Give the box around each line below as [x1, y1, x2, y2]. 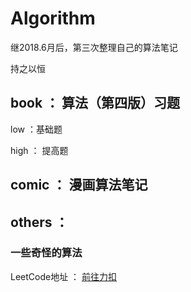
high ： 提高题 [10, 144, 69, 156]
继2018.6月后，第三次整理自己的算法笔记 [10, 41, 178, 53]
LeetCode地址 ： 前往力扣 [10, 270, 118, 282]
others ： [10, 213, 69, 231]
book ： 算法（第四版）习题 [10, 95, 181, 112]
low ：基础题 [10, 123, 63, 135]
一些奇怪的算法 [10, 246, 83, 260]
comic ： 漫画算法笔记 [10, 177, 148, 194]
